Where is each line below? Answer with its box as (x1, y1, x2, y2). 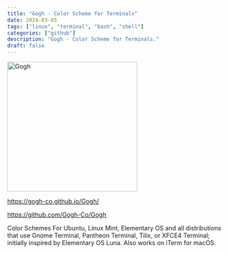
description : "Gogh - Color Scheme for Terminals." (7, 36, 159, 43)
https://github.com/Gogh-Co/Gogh (7, 210, 107, 219)
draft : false (7, 42, 45, 49)
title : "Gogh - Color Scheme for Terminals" (7, 10, 138, 17)
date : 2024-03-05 (7, 17, 58, 24)
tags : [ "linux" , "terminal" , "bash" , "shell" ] (7, 23, 144, 30)
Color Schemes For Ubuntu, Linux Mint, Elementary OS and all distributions (7, 224, 222, 232)
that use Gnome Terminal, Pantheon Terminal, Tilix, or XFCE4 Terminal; (7, 231, 210, 239)
